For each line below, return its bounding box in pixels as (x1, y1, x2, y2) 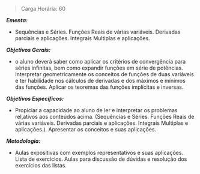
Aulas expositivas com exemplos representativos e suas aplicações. (14, 149, 184, 156)
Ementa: (6, 17, 28, 23)
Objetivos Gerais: (6, 46, 51, 53)
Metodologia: (6, 137, 41, 145)
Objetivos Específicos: (6, 95, 64, 102)
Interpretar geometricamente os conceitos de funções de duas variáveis (14, 71, 194, 77)
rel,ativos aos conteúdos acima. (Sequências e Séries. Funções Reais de (14, 113, 195, 120)
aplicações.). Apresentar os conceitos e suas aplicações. (14, 126, 157, 133)
